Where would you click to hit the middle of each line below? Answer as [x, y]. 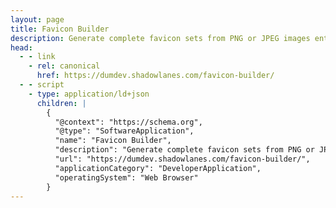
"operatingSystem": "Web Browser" [126, 177]
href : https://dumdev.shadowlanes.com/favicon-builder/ [155, 76]
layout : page [37, 19]
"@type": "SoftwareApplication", [124, 131]
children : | [61, 103]
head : [21, 47]
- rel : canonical [64, 66]
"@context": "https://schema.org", [128, 122]
